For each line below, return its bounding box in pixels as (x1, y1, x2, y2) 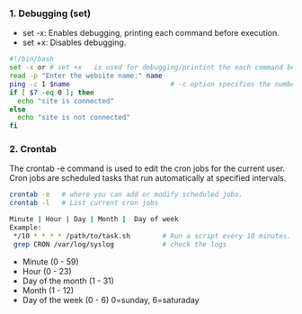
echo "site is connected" (17, 96, 115, 105)
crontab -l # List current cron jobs (9, 199, 159, 208)
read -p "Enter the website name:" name (9, 71, 164, 81)
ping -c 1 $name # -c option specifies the (9, 79, 271, 88)
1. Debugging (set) (9, 7, 92, 20)
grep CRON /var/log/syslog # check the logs (13, 239, 227, 249)
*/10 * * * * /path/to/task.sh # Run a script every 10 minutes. (13, 231, 292, 240)
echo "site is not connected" (17, 113, 130, 122)
